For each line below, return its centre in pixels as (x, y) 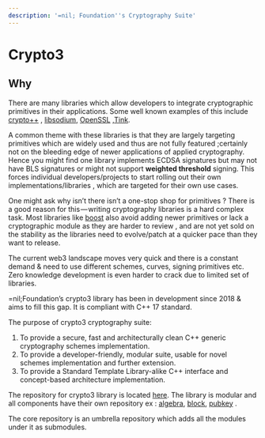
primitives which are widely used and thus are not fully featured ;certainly (128, 143)
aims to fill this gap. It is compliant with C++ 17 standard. (100, 307)
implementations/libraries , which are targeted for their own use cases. (123, 185)
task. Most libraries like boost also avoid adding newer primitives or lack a (129, 217)
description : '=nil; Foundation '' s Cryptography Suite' (102, 15)
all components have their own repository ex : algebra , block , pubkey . (123, 403)
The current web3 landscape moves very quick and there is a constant (123, 258)
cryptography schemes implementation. (85, 345)
